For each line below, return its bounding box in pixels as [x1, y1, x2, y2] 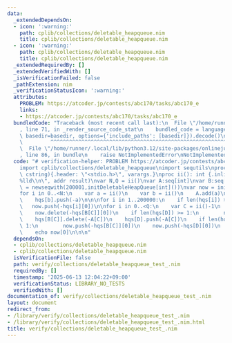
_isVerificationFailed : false [13, 74, 100, 82]
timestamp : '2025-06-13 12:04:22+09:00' [13, 274, 131, 281]
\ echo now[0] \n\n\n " [19, 229, 91, 236]
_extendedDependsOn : [13, 17, 72, 24]
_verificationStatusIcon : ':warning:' [13, 87, 126, 94]
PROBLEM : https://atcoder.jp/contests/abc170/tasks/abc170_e [19, 100, 199, 107]
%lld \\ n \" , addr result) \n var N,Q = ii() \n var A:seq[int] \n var [19, 177, 206, 184]
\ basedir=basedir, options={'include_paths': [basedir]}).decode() [19, 132, 221, 139]
